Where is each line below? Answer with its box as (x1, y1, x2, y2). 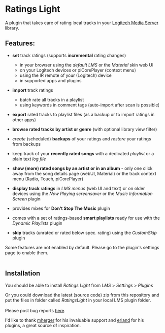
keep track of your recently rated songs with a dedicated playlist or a (12, 150, 154, 156)
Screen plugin (12, 196, 41, 201)
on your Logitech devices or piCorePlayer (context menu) (19, 67, 136, 73)
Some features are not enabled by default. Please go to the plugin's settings (5, 244, 160, 250)
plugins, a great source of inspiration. (5, 322, 81, 328)
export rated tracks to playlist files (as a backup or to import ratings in (12, 111, 155, 117)
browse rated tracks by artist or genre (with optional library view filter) (12, 126, 157, 132)
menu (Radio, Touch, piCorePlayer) (12, 176, 84, 182)
